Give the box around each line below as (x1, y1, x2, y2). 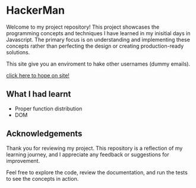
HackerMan (6, 4, 65, 17)
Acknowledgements (6, 129, 83, 139)
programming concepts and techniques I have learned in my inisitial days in (6, 29, 191, 36)
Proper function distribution (14, 105, 83, 112)
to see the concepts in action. (6, 175, 79, 182)
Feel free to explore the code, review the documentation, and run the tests (6, 168, 188, 176)
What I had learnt (6, 89, 71, 99)
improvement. (6, 157, 40, 164)
